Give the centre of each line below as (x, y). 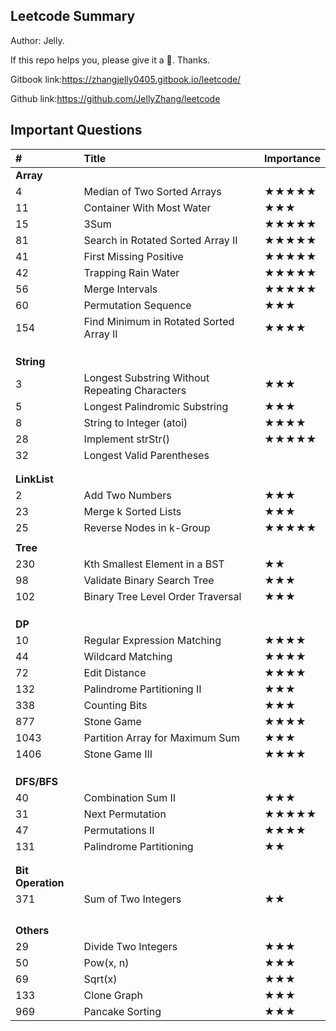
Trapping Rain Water (131, 272)
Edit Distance (115, 672)
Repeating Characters (135, 390)
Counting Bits (115, 705)
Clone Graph (113, 995)
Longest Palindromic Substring (156, 406)
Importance (292, 158)
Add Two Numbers (127, 495)
